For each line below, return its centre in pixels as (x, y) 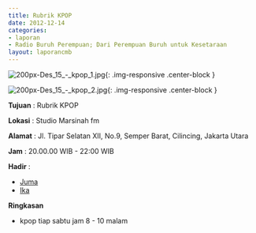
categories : (28, 30)
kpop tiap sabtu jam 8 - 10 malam (74, 221)
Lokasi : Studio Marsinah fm (54, 120)
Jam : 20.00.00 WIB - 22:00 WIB (61, 151)
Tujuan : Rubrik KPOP (43, 105)
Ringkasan (26, 205)
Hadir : (19, 166)
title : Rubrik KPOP (40, 15)
